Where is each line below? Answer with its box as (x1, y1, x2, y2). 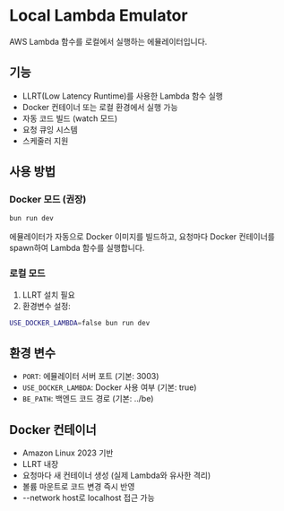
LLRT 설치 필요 (22, 289, 76, 300)
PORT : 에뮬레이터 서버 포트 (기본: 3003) (22, 371, 159, 382)
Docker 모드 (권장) (9, 194, 87, 206)
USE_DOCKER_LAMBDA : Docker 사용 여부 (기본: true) (22, 382, 197, 393)
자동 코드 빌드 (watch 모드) (22, 113, 118, 124)
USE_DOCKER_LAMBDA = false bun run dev (9, 318, 151, 327)
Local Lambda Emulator (9, 5, 188, 26)
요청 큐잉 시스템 (22, 124, 78, 134)
